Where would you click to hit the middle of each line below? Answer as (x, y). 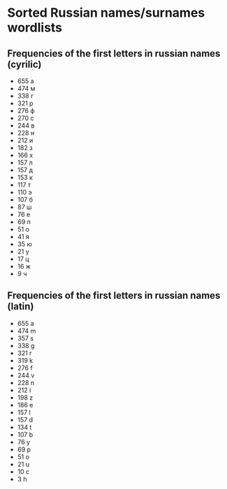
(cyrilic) (24, 64)
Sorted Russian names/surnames (106, 13)
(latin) (21, 307)
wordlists (35, 28)
